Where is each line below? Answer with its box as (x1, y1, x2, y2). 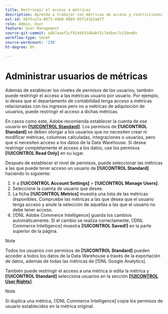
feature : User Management (5, 26, 59, 31)
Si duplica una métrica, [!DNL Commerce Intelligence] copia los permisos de (5, 297, 163, 303)
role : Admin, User (5, 21, 44, 27)
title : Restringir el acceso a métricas (5, 7, 91, 13)
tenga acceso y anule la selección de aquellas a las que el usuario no (12, 201, 155, 207)
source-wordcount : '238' (5, 40, 57, 45)
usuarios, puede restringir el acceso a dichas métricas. (5, 108, 119, 114)
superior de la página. (12, 228, 58, 234)
